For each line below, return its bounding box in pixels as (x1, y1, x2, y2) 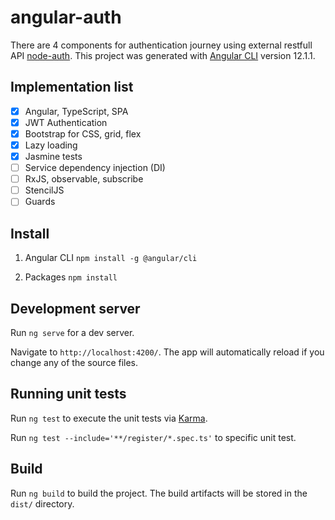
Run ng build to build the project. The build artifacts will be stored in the (10, 487, 308, 499)
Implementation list (10, 79, 134, 96)
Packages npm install (24, 271, 118, 283)
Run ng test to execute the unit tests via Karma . (10, 412, 208, 424)
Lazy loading (24, 139, 78, 151)
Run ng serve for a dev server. (10, 326, 135, 338)
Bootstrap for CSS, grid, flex (24, 127, 142, 140)
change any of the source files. (10, 356, 139, 368)
